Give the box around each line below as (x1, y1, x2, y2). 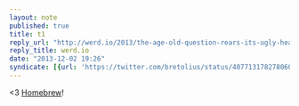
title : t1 (9, 29, 46, 38)
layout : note (9, 12, 58, 22)
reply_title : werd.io (9, 46, 90, 55)
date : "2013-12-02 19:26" (9, 54, 105, 63)
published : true (9, 21, 69, 30)
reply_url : (9, 37, 50, 47)
